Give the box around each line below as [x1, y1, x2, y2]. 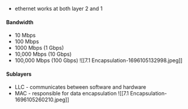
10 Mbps [14, 32, 36, 39]
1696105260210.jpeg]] [14, 96, 70, 103]
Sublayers [6, 70, 32, 78]
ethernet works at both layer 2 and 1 [14, 5, 103, 12]
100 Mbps [14, 38, 40, 45]
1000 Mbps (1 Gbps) [14, 44, 64, 52]
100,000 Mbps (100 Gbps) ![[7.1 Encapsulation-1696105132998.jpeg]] [14, 57, 183, 64]
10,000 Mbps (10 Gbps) [14, 50, 72, 58]
